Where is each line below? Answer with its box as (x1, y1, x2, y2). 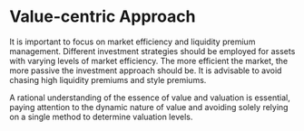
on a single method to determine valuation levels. (9, 111, 193, 122)
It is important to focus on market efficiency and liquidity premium (9, 36, 256, 47)
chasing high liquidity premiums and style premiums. (9, 74, 207, 85)
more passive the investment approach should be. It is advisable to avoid (9, 65, 282, 76)
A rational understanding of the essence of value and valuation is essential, (9, 92, 290, 103)
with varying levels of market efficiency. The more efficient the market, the (9, 55, 289, 66)
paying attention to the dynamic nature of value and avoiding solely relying (9, 101, 289, 112)
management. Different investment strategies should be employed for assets (9, 45, 296, 56)
